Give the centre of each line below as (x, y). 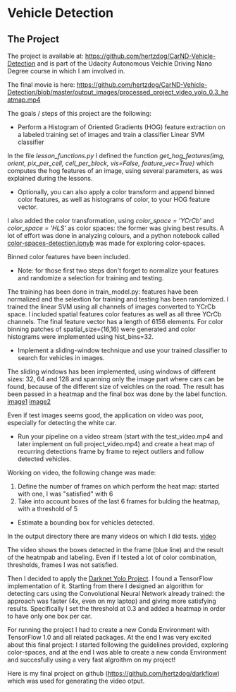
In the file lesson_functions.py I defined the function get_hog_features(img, (116, 156)
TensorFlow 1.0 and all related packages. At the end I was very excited (109, 637)
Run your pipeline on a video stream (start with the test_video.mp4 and (120, 436)
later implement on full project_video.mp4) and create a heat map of (116, 444)
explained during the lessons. (50, 178)
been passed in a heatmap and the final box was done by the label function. (117, 394)
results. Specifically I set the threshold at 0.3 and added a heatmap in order (117, 608)
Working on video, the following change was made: (82, 472)
